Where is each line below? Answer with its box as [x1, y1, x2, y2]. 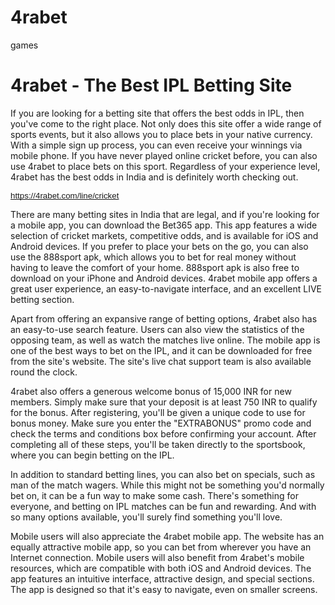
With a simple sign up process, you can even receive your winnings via [10, 139, 303, 151]
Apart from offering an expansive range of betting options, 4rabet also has [10, 312, 318, 325]
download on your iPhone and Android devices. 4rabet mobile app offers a [10, 272, 318, 284]
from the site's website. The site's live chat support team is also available [10, 355, 312, 367]
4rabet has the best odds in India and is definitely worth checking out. [10, 171, 299, 183]
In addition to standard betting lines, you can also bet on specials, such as [10, 468, 316, 480]
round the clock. [10, 366, 78, 378]
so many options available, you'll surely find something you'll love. [10, 511, 283, 523]
